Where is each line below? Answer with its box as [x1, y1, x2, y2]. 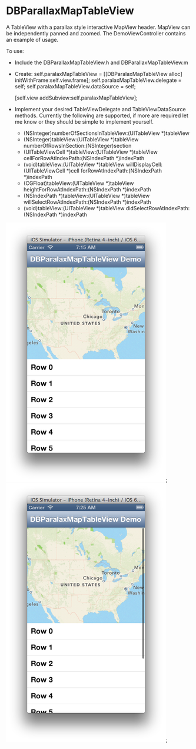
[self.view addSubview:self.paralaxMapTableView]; [14, 94, 138, 101]
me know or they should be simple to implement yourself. [14, 118, 154, 125]
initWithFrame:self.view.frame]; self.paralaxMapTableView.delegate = [14, 77, 182, 84]
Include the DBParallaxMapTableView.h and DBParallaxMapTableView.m [14, 59, 188, 66]
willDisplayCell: [125, 161, 163, 168]
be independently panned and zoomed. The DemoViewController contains [6, 29, 186, 37]
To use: [6, 47, 25, 54]
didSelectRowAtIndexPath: [125, 204, 190, 211]
